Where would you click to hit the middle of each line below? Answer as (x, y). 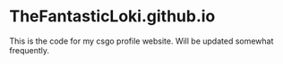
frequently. (29, 50)
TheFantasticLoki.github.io (112, 16)
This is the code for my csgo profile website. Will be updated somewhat (141, 41)
